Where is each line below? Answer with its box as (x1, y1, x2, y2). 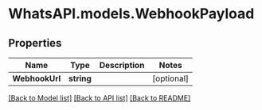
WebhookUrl (12, 73, 61, 84)
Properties (8, 36, 62, 50)
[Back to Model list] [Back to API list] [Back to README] (8, 93, 191, 103)
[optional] (152, 73, 190, 84)
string (68, 73, 92, 84)
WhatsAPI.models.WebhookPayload (8, 5, 255, 23)
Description (99, 60, 145, 70)
